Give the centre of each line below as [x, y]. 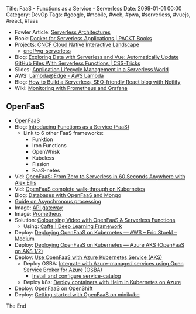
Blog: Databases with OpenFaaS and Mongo [68, 195]
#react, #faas [22, 21]
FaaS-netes [46, 170]
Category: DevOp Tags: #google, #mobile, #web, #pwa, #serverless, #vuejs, [98, 15]
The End [16, 306]
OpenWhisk [46, 151]
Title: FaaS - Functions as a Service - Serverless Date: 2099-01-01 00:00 [94, 8]
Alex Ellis [25, 182]
